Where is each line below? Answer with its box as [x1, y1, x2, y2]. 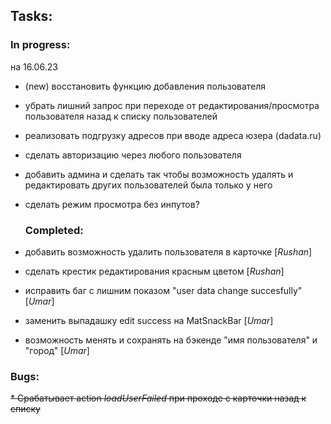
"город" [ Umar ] [24, 344, 90, 356]
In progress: [10, 38, 71, 52]
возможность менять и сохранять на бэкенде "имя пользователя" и [24, 334, 318, 346]
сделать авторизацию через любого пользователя [24, 149, 242, 161]
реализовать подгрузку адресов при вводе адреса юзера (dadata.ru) [24, 129, 322, 141]
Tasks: [10, 8, 53, 25]
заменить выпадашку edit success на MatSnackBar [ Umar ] [24, 314, 274, 326]
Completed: [24, 223, 84, 237]
